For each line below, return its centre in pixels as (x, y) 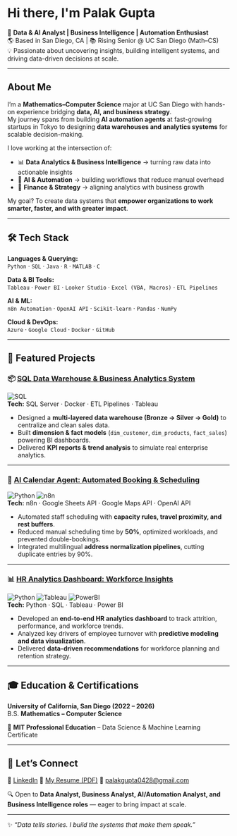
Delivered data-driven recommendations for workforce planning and (119, 648)
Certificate (23, 734)
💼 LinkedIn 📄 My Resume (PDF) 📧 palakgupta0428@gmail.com (98, 780)
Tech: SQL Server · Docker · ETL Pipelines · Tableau (83, 404)
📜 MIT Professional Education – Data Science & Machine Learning (104, 727)
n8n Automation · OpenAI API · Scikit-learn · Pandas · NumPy (92, 308)
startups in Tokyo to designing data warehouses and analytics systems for (117, 127)
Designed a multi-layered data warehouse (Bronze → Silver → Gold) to (122, 418)
